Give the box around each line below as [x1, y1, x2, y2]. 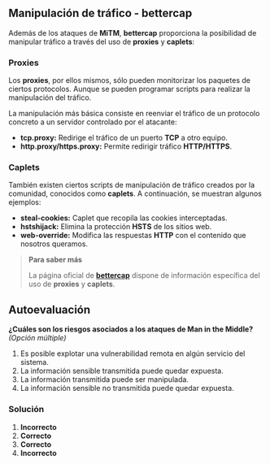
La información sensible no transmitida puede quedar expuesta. [20, 384, 234, 393]
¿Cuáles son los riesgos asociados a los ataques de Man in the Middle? [8, 324, 254, 334]
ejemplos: [8, 197, 41, 207]
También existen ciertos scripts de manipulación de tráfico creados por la [8, 180, 255, 190]
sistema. [20, 358, 49, 367]
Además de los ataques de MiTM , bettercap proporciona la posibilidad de [8, 28, 257, 37]
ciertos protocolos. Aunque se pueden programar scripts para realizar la [8, 85, 250, 94]
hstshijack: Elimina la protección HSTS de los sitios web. [20, 222, 212, 232]
